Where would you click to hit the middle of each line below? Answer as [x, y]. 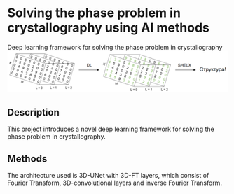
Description [33, 112]
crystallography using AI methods [109, 28]
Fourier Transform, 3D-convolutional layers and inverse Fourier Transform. [115, 183]
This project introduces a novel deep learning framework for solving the [111, 129]
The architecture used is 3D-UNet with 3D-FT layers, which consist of [108, 176]
